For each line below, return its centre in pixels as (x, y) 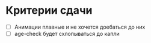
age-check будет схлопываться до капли (67, 34)
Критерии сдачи (49, 10)
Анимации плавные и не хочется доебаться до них (80, 27)
